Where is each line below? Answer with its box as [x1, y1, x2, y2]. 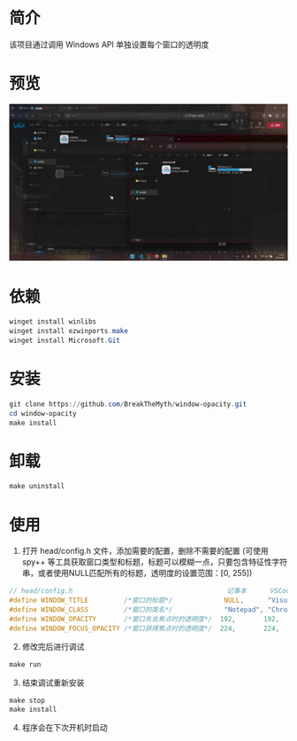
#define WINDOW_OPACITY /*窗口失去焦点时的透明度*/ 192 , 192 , [9, 614, 280, 623]
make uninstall [9, 482, 65, 491]
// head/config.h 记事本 [9, 587, 247, 596]
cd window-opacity [9, 409, 77, 417]
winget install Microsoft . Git [9, 336, 121, 346]
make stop [9, 696, 46, 705]
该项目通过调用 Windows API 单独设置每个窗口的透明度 [9, 39, 209, 50]
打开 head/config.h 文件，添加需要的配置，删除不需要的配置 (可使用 [21, 546, 269, 557]
